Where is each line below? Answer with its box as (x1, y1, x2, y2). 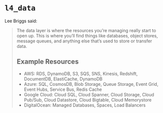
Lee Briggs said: (4, 18, 37, 24)
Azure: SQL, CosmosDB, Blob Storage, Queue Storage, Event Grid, (24, 81, 159, 87)
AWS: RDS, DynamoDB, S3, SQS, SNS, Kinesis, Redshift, (24, 71, 138, 76)
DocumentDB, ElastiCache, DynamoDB (24, 75, 103, 82)
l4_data (4, 3, 36, 13)
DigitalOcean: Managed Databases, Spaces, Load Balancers (24, 102, 146, 108)
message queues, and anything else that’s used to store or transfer (16, 38, 152, 44)
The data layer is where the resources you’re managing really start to (16, 27, 157, 33)
